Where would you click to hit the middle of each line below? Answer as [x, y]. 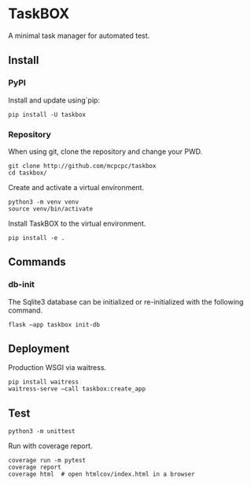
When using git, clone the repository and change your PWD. [105, 151]
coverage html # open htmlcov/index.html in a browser [102, 474]
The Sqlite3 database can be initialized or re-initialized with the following [126, 301]
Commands [37, 262]
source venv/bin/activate [50, 209]
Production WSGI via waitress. [57, 368]
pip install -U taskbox [47, 114]
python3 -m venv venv [44, 202]
